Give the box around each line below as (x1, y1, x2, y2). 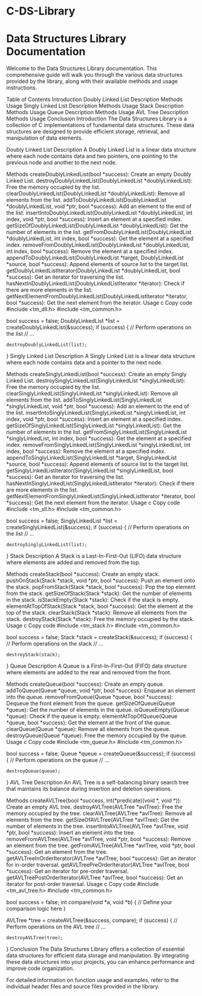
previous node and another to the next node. (6, 159, 118, 166)
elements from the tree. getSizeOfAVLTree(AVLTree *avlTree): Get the (6, 816, 179, 824)
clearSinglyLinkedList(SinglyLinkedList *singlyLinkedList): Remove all (6, 390, 178, 397)
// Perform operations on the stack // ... (6, 640, 104, 648)
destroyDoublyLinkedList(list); (6, 342, 87, 348)
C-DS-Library (6, 4, 75, 18)
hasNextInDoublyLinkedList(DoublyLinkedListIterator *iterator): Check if (6, 280, 185, 287)
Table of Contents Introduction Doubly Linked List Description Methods (6, 96, 183, 103)
